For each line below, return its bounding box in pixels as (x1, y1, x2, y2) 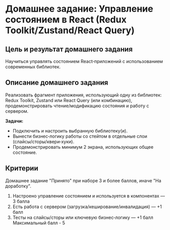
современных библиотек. (5, 64, 61, 70)
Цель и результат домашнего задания (5, 45, 133, 53)
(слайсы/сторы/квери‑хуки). (12, 138, 75, 145)
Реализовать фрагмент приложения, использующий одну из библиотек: (5, 92, 162, 98)
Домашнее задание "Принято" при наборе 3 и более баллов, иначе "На (5, 177, 161, 183)
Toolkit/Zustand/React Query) (5, 25, 135, 36)
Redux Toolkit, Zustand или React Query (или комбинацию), (5, 97, 132, 103)
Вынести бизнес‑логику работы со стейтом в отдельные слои (12, 133, 147, 139)
